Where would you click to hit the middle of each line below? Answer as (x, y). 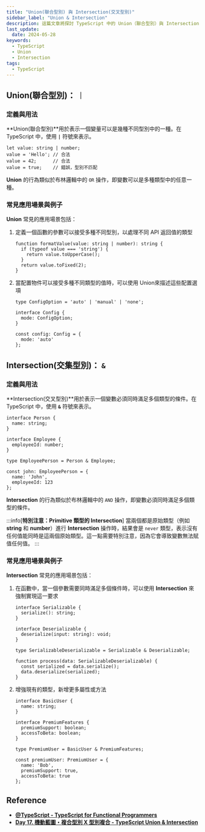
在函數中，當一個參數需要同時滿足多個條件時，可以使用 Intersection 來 (104, 588)
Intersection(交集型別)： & (56, 365)
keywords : (19, 40)
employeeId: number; (38, 445)
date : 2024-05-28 (34, 35)
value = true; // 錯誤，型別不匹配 (52, 168)
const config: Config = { (48, 335)
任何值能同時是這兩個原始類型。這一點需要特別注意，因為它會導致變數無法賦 (103, 536)
